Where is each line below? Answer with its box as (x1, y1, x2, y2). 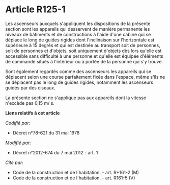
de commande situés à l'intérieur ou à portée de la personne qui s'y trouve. (5, 58, 163, 64)
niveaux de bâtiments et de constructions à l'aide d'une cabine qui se (5, 31, 151, 37)
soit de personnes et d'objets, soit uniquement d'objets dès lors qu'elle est (5, 48, 162, 54)
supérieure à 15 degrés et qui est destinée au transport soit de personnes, (5, 42, 160, 48)
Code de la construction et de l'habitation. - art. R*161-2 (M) (12, 169, 139, 175)
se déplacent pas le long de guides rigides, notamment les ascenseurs (5, 79, 154, 85)
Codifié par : (5, 120, 31, 126)
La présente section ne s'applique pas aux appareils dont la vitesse (5, 95, 147, 101)
